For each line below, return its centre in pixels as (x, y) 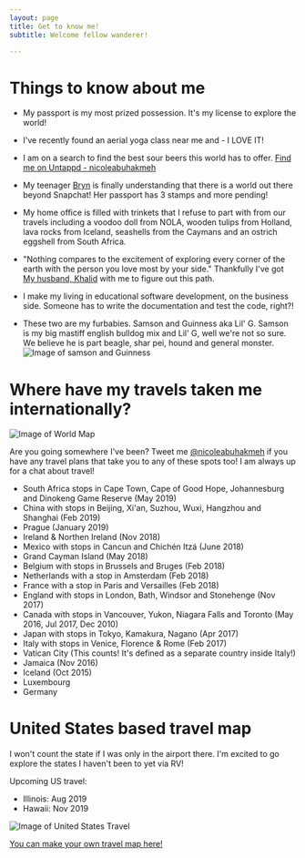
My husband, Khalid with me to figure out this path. (119, 279)
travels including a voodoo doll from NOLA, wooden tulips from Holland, (158, 222)
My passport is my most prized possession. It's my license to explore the (159, 113)
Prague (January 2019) (66, 527)
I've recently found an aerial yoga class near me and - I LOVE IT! (143, 140)
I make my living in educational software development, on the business (156, 296)
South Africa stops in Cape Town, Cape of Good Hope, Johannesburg (153, 489)
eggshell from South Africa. (74, 241)
